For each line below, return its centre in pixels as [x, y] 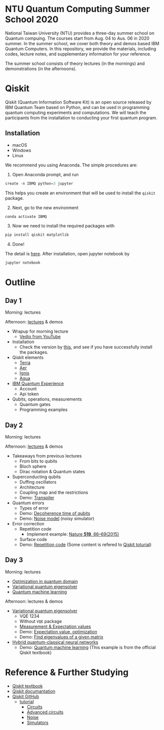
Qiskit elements [28, 357]
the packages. [34, 352]
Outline [20, 283]
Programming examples [43, 410]
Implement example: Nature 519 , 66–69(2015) [73, 534]
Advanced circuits [45, 712]
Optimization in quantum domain [45, 581]
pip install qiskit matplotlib [37, 235]
